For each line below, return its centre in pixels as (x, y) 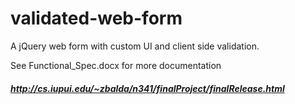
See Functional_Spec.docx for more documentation (116, 65)
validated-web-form (96, 18)
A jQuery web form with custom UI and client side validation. (135, 46)
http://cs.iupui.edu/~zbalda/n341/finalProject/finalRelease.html (147, 88)
